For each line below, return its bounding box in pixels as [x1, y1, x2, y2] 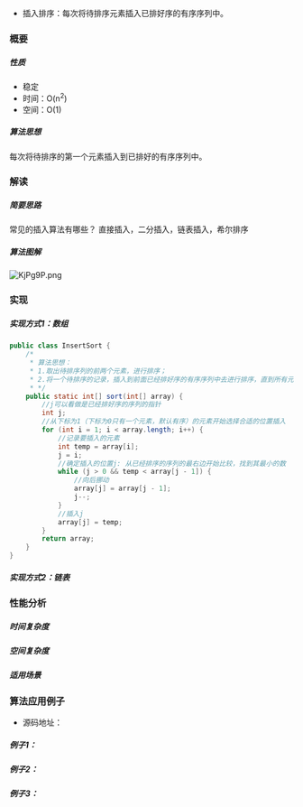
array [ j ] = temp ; [57, 517, 124, 526]
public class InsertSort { [9, 341, 111, 350]
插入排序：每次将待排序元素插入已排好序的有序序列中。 [22, 8, 228, 18]
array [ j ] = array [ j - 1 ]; [73, 484, 171, 494]
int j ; [41, 409, 67, 418]
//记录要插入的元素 [57, 433, 120, 442]
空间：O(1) [22, 104, 62, 115]
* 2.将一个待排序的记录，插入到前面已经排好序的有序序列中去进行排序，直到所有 [29, 375, 288, 384]
